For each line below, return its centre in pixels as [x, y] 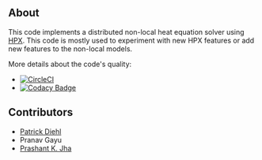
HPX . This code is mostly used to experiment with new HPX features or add [131, 40]
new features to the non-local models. [70, 48]
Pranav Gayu [40, 140]
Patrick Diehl [40, 131]
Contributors [41, 112]
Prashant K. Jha [46, 148]
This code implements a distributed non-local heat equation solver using [126, 32]
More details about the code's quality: [70, 64]
